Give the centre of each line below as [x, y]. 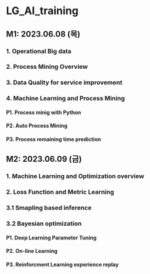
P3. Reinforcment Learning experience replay [62, 264]
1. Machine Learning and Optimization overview [75, 176]
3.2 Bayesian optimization [44, 223]
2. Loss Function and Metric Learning [60, 192]
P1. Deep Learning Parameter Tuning [51, 238]
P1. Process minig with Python [44, 112]
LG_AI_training [42, 11]
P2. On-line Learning [32, 251]
